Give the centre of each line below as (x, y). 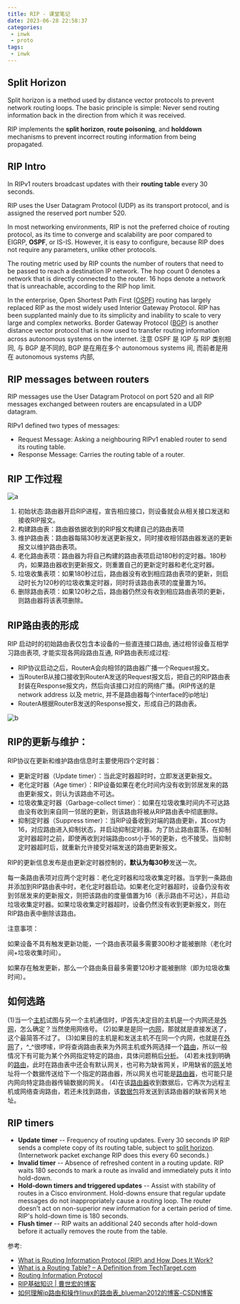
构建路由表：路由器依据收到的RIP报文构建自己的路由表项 (101, 529)
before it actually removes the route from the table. (92, 1231)
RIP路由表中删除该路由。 (44, 913)
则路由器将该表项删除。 (52, 601)
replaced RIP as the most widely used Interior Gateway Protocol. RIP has (114, 307)
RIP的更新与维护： (48, 742)
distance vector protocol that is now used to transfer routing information (114, 330)
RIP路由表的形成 (43, 625)
